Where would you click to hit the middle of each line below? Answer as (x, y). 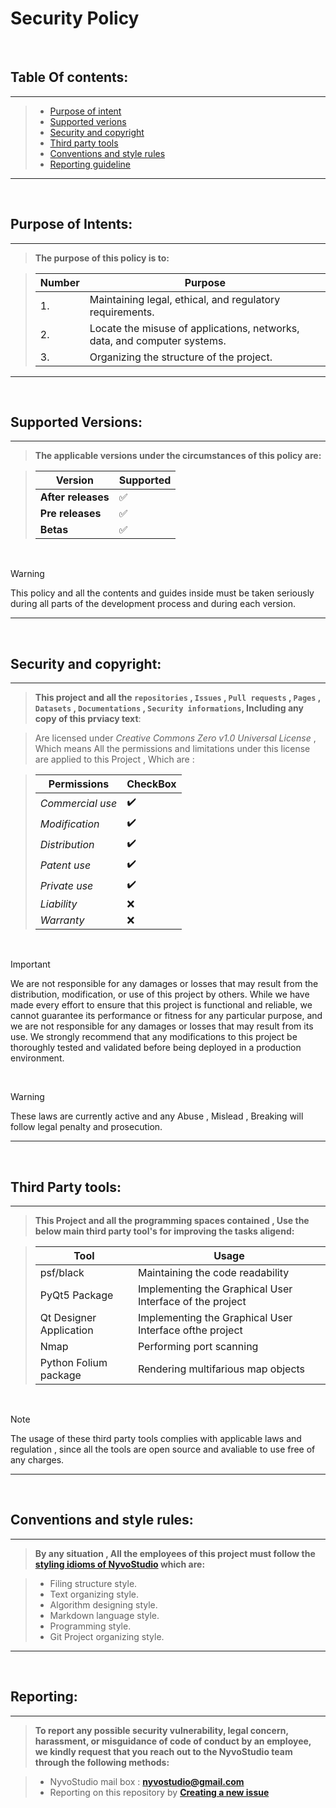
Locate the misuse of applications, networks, (194, 328)
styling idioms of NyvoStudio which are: (120, 1564)
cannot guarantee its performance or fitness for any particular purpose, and (166, 1016)
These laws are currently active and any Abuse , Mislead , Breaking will (157, 1116)
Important (30, 964)
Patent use (65, 865)
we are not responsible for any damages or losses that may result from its (162, 1026)
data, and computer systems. (158, 340)
